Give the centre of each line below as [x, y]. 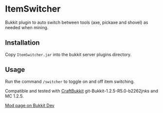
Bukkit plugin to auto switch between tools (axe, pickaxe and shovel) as [77, 22]
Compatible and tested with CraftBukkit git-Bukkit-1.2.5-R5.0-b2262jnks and [81, 91]
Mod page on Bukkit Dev [30, 105]
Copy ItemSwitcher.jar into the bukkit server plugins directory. [68, 54]
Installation [22, 43]
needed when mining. [27, 27]
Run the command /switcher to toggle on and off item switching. [70, 81]
